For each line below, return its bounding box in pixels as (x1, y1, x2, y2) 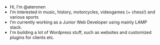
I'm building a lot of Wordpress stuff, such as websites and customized (9, 30, 152, 35)
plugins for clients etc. (9, 34, 54, 40)
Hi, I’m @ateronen (9, 4, 46, 10)
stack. (9, 24, 22, 30)
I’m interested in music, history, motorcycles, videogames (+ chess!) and (9, 9, 156, 15)
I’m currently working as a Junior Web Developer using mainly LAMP (9, 19, 147, 25)
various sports (9, 14, 39, 20)
